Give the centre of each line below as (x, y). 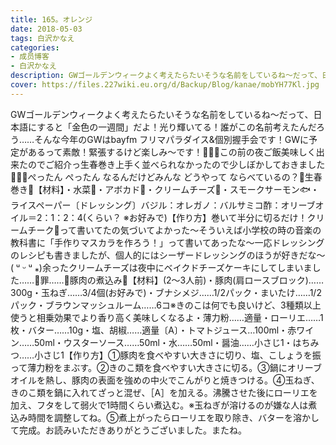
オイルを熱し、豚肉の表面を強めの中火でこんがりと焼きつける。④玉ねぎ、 (165, 380)
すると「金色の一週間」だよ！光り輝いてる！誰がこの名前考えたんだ (176, 127)
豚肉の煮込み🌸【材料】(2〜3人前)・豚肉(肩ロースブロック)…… (197, 280)
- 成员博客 (30, 57)
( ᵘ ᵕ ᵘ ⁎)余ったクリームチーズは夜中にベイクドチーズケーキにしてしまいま (161, 267)
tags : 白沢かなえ (42, 38)
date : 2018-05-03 (46, 29)
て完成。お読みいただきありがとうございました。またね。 (128, 430)
